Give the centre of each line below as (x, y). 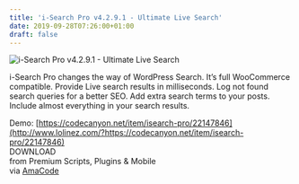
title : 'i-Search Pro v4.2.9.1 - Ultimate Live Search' (116, 18)
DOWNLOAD (33, 152)
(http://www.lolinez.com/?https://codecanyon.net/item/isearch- (127, 133)
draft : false (34, 34)
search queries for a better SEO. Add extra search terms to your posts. (140, 96)
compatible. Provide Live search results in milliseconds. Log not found (139, 87)
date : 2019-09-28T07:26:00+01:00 (72, 26)
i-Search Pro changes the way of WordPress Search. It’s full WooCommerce (149, 77)
